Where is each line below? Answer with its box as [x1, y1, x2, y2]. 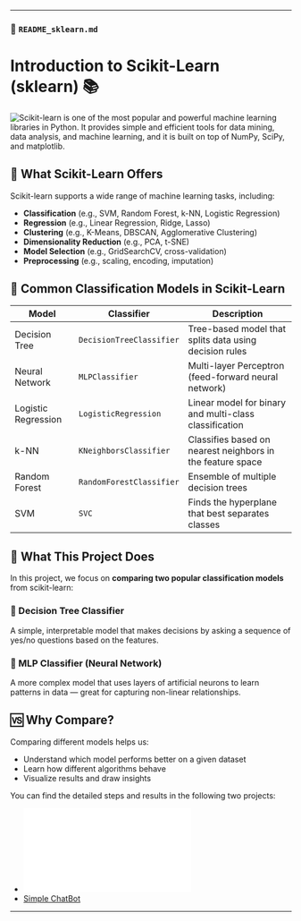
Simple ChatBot [22, 892, 81, 904]
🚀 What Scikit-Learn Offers [10, 166, 163, 182]
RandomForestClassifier [78, 477, 180, 488]
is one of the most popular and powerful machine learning [63, 112, 277, 123]
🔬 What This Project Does [10, 549, 155, 564]
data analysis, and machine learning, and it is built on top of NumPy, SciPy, [10, 131, 285, 141]
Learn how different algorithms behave [22, 763, 166, 774]
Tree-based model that [188, 323, 287, 336]
